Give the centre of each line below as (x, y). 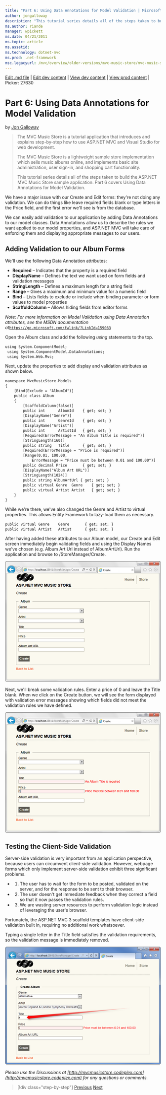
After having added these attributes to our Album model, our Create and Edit (83, 539)
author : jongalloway (26, 16)
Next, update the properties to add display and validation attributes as (76, 366)
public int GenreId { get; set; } (67, 421)
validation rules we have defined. (39, 705)
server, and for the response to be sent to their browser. (77, 889)
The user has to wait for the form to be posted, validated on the (84, 884)
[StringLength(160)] (44, 441)
